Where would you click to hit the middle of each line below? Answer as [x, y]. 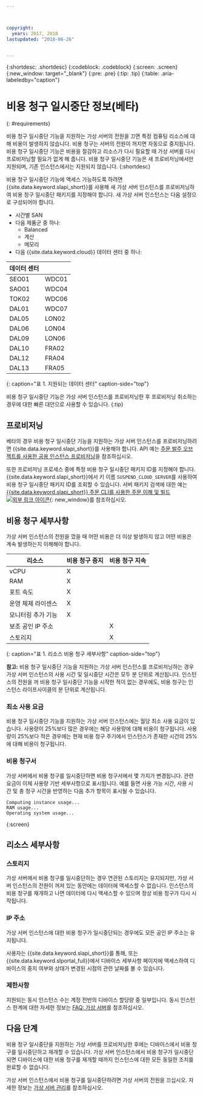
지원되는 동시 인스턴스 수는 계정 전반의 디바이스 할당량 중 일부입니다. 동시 [93, 1000]
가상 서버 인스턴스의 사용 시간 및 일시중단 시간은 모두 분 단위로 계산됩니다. [93, 674]
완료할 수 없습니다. [28, 1067]
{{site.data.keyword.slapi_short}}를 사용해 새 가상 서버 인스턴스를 [85, 187]
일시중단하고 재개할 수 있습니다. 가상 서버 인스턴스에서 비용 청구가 [95, 1051]
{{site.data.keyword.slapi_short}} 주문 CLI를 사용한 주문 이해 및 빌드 [88, 492]
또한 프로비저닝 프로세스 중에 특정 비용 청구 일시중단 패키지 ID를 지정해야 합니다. [101, 469]
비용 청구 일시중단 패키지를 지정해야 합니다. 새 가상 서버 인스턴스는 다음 [96, 194]
